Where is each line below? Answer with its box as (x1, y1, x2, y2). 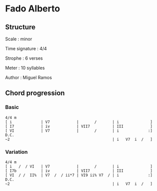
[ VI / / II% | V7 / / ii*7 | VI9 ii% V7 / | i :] (5, 173, 153, 178)
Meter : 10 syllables (5, 65, 45, 71)
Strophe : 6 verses (5, 55, 43, 61)
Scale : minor (5, 36, 32, 42)
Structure (5, 23, 36, 31)
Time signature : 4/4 (5, 46, 47, 51)
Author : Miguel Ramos (5, 75, 52, 80)
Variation (5, 148, 28, 155)
